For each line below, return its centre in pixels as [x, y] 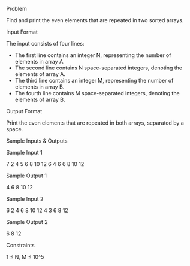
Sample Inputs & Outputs [37, 141]
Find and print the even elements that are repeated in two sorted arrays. [95, 20]
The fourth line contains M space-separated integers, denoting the [97, 93]
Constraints [20, 245]
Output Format [24, 111]
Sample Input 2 [25, 199]
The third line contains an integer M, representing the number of [94, 81]
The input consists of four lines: [45, 43]
